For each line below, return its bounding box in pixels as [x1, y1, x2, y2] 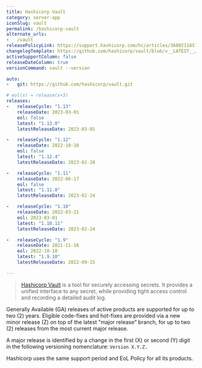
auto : [6, 76, 20, 82]
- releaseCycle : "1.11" [6, 170, 71, 176]
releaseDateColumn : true [6, 59, 69, 65]
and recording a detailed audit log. [20, 294, 106, 301]
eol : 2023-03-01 [17, 215, 58, 221]
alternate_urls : [6, 31, 47, 37]
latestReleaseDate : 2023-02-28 [17, 159, 96, 165]
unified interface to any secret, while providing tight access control [20, 287, 187, 294]
